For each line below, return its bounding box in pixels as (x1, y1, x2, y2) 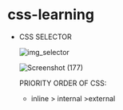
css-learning (7, 6, 95, 24)
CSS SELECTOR (18, 32, 73, 41)
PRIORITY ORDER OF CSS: (18, 78, 107, 88)
